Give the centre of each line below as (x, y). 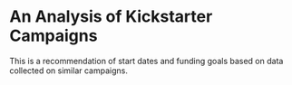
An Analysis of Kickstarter (111, 17)
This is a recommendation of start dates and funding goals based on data (146, 61)
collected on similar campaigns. (69, 71)
